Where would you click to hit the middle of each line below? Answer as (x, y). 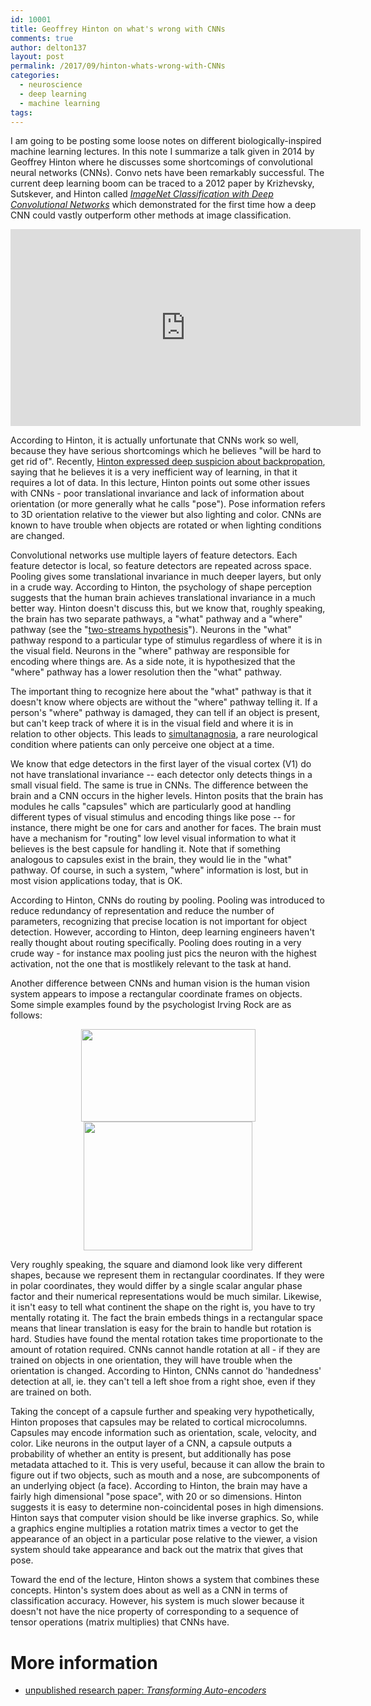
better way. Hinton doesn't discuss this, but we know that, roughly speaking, (168, 608)
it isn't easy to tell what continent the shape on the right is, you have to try (163, 1307)
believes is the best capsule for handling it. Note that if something (145, 849)
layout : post (37, 57)
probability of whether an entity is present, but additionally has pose (151, 1454)
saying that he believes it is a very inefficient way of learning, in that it (154, 472)
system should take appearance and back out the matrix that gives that (157, 1550)
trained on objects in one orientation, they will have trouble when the (151, 1360)
